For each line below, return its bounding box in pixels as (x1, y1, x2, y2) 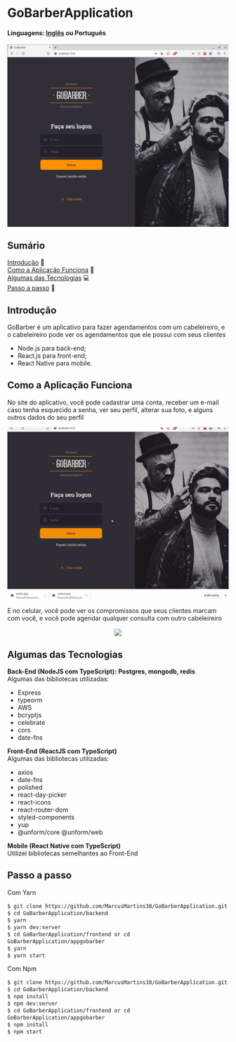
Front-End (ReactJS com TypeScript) (7, 747, 117, 755)
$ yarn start (7, 952, 46, 959)
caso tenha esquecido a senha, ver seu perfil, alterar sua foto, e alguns (7, 405, 213, 414)
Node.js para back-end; (17, 344, 86, 352)
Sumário (7, 240, 46, 252)
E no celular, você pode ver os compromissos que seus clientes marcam (7, 606, 217, 614)
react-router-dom (17, 805, 69, 814)
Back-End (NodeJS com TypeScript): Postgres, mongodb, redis (7, 667, 195, 676)
